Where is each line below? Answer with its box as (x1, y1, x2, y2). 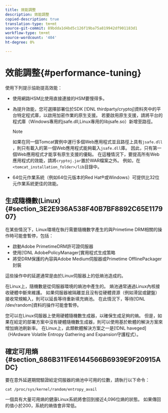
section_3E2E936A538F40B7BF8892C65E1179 (12, 205, 163, 213)
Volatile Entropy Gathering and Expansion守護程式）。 (31, 331, 141, 337)
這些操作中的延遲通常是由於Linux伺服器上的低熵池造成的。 (5, 273, 126, 279)
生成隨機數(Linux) (5, 197, 61, 205)
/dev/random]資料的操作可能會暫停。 (5, 302, 81, 308)
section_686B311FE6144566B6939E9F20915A (12, 355, 161, 364)
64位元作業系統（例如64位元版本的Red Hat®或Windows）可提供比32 (12, 174, 155, 180)
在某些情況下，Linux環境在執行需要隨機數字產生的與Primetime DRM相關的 (5, 226, 158, 232)
